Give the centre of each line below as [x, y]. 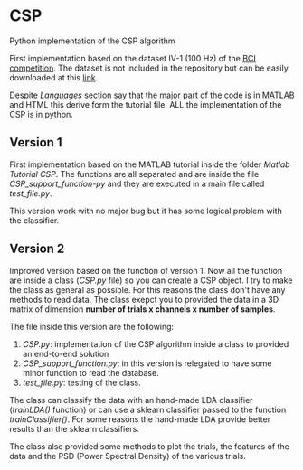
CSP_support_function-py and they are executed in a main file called [137, 183]
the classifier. [34, 220]
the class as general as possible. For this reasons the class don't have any [147, 289]
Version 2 [37, 249]
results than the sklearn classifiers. [75, 428]
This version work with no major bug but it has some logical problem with [146, 211]
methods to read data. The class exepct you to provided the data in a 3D [144, 299]
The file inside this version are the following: [92, 326]
